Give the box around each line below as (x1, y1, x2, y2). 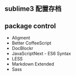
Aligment (11, 35, 31, 41)
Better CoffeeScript (11, 40, 51, 46)
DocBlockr (11, 45, 34, 51)
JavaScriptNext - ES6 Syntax (11, 51, 71, 57)
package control (4, 22, 56, 30)
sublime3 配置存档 (4, 4, 62, 13)
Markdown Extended (11, 61, 55, 67)
